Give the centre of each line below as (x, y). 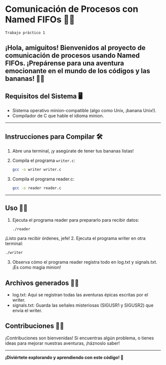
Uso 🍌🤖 (17, 208)
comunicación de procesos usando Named (72, 56)
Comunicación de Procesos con (72, 9)
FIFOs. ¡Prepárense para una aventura (65, 63)
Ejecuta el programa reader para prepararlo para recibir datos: (76, 220)
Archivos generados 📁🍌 (42, 283)
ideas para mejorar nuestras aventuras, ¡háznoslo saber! (62, 343)
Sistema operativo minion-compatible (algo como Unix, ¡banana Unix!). (84, 111)
